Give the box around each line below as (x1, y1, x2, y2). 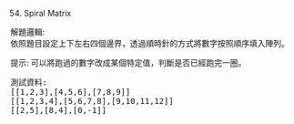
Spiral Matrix (23, 8, 72, 18)
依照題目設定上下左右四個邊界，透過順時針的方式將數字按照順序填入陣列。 (10, 38, 289, 48)
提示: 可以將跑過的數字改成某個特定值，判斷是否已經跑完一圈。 (10, 57, 247, 67)
